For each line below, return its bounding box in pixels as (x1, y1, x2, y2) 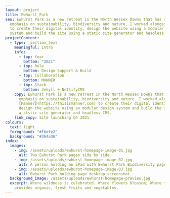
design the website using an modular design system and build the (18, 106, 162, 111)
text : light (10, 124, 35, 129)
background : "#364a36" (10, 134, 58, 139)
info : (14, 49, 26, 54)
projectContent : (5, 36, 39, 41)
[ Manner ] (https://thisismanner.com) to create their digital (18, 101, 151, 106)
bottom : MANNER (23, 78, 56, 83)
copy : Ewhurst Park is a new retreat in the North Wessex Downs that (14, 92, 164, 97)
